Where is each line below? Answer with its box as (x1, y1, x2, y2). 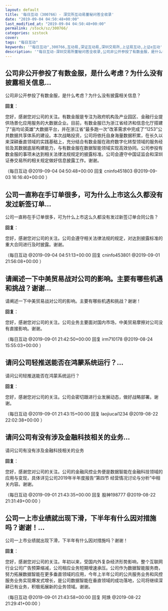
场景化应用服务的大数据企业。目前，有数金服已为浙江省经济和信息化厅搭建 (9, 120, 163, 126)
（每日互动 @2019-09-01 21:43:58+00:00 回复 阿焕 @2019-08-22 (5, 594, 141, 600)
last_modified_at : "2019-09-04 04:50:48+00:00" (5, 21, 106, 26)
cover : (5, 35, 19, 40)
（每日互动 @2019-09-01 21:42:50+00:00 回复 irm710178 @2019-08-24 (5, 336, 153, 342)
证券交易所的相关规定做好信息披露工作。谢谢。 (5, 157, 101, 163)
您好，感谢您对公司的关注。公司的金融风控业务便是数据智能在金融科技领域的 (5, 468, 163, 474)
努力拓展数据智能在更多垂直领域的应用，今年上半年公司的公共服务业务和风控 (5, 571, 163, 577)
